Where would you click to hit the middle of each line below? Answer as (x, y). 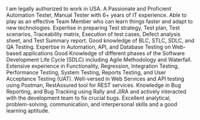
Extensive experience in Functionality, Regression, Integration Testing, (93, 66)
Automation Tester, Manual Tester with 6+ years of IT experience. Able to (96, 15)
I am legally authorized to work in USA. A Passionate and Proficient (89, 9)
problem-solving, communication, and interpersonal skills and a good (92, 104)
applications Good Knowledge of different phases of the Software (104, 53)
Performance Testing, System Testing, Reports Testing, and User (86, 72)
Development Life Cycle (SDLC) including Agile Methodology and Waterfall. (99, 60)
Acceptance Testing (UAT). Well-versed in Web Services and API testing (95, 79)
